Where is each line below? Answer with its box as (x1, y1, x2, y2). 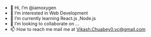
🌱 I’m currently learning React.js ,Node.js (10, 15, 96, 21)
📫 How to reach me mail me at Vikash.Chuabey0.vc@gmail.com (10, 26, 146, 32)
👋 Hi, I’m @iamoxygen (10, 5, 57, 10)
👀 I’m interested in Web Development (10, 10, 88, 16)
